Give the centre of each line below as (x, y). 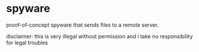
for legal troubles (27, 43)
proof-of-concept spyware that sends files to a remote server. (82, 25)
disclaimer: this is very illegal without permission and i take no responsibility (99, 36)
